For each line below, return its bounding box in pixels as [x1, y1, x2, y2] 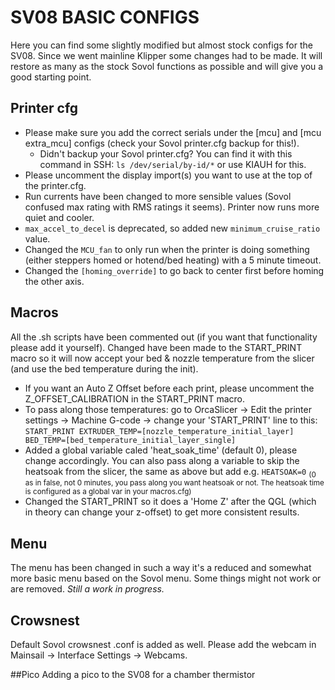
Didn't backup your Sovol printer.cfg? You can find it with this [39, 147, 293, 160]
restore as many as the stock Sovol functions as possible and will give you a [10, 60, 324, 72]
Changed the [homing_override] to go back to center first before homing [24, 264, 325, 276]
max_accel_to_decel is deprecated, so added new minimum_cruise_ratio [24, 222, 321, 234]
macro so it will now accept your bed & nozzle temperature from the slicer [10, 352, 315, 364]
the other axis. [24, 275, 85, 287]
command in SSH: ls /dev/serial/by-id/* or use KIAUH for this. [39, 158, 307, 170]
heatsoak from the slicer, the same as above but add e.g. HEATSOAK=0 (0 [24, 465, 317, 480]
